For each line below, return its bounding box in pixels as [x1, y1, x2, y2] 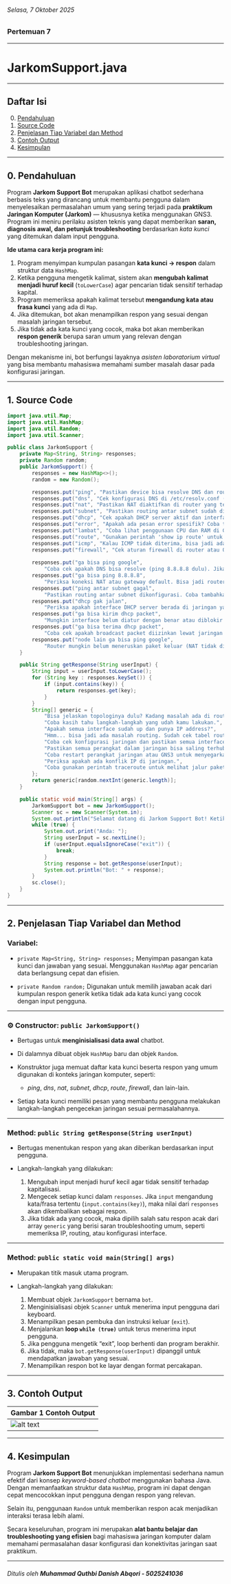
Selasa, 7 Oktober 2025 [7, 6, 75, 14]
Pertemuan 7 [7, 27, 51, 37]
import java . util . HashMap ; [7, 418, 85, 426]
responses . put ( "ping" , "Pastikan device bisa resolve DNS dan [32, 489, 214, 496]
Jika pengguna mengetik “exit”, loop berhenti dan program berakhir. [27, 1339, 220, 1347]
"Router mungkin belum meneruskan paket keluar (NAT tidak [43, 643, 217, 649]
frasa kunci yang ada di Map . [16, 303, 98, 311]
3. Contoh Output [7, 1387, 83, 1399]
